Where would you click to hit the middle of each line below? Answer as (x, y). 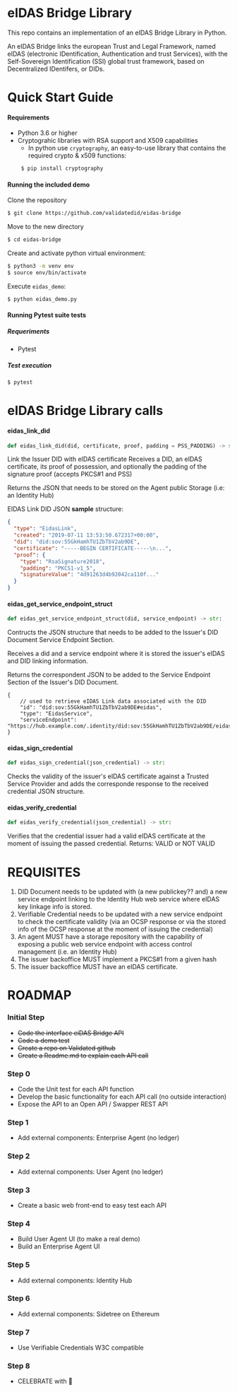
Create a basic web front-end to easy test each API (92, 1205)
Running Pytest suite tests (47, 315)
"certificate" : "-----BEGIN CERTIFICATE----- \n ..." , (93, 548)
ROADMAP (39, 995)
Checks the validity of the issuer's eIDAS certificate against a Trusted (108, 776)
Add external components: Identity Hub (75, 1280)
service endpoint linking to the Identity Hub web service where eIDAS (119, 899)
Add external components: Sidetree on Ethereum (89, 1314)
